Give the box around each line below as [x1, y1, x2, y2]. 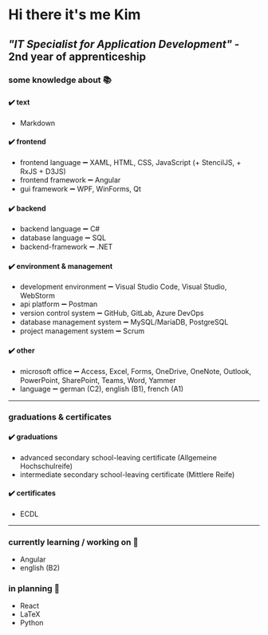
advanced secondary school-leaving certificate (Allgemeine [19, 452, 217, 462]
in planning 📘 [8, 583, 60, 594]
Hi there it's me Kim [8, 6, 141, 24]
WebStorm [19, 291, 56, 301]
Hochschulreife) [19, 461, 73, 471]
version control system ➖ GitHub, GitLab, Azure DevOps [19, 309, 204, 318]
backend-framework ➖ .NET [19, 242, 113, 252]
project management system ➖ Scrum [19, 326, 145, 336]
